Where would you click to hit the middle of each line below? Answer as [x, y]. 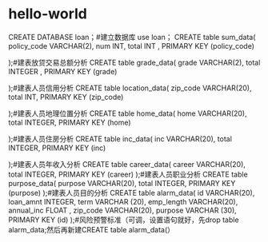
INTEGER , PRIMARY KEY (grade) [63, 71]
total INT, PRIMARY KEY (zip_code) [66, 97]
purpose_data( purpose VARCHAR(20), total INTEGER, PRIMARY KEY [122, 183]
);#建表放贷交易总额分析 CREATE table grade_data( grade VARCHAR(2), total [134, 62]
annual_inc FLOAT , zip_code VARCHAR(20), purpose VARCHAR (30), [123, 210]
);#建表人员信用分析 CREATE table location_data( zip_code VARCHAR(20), [130, 88]
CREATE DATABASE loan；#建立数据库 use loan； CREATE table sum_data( [132, 37]
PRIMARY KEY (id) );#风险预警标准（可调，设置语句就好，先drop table [124, 220]
